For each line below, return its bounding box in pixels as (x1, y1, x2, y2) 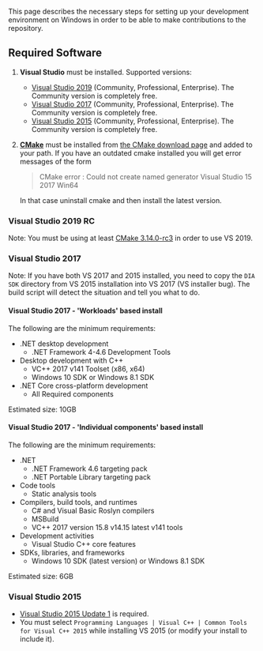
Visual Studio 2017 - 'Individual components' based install (8, 423, 204, 432)
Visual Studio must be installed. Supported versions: (19, 67, 192, 77)
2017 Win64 (39, 180, 79, 190)
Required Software (8, 47, 103, 60)
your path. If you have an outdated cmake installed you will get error (19, 148, 242, 157)
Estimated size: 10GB (8, 405, 77, 414)
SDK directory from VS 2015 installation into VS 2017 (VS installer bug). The (8, 280, 250, 289)
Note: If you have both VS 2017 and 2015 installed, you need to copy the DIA (8, 271, 255, 280)
